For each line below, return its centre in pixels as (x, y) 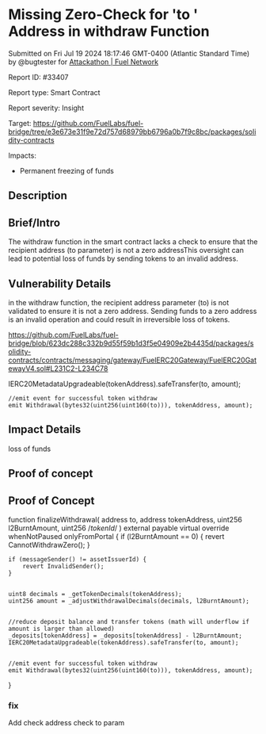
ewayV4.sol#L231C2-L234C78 (58, 368)
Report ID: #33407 (38, 77)
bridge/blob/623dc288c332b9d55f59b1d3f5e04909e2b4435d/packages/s (131, 343)
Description (38, 196)
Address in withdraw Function (109, 31)
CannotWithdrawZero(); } (49, 545)
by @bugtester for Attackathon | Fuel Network (84, 62)
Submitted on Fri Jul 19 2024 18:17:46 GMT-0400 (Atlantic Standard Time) (129, 53)
